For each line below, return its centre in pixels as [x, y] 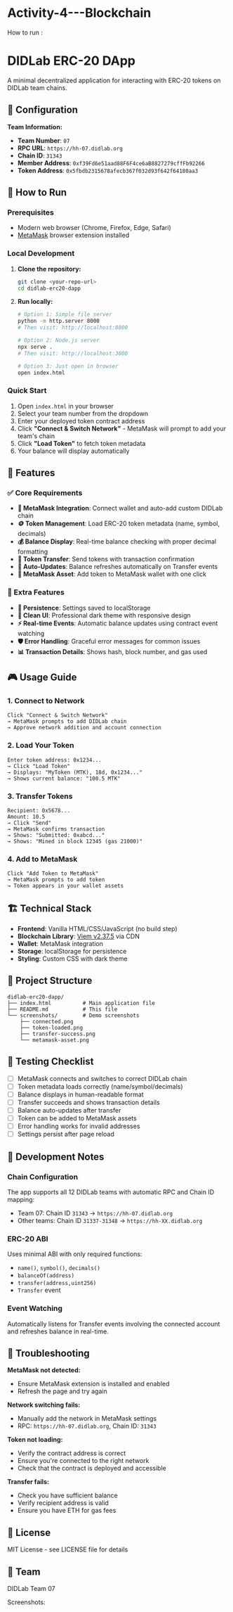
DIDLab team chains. [38, 88]
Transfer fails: [28, 1482]
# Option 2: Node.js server [58, 340]
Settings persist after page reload [66, 1134]
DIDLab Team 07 [32, 1588]
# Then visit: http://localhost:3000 [73, 353]
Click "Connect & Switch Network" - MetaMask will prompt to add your [122, 428]
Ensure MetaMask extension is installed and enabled [93, 1384]
